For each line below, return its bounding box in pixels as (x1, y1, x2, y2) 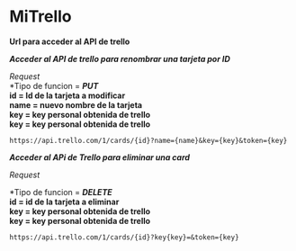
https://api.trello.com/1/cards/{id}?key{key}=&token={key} (9, 232, 240, 242)
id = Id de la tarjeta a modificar (9, 90, 126, 101)
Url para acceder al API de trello (9, 36, 130, 47)
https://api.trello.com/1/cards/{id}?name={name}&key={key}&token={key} (9, 136, 288, 145)
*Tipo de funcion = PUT (9, 80, 99, 91)
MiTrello (9, 6, 72, 27)
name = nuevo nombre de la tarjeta (9, 99, 142, 110)
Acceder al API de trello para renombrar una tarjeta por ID (9, 53, 231, 64)
